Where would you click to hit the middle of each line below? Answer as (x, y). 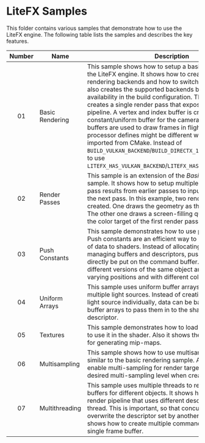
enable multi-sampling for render (135, 367)
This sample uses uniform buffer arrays (143, 287)
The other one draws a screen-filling (140, 214)
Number (21, 56)
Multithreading (60, 408)
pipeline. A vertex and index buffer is (139, 112)
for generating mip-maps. (124, 342)
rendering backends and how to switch (143, 82)
